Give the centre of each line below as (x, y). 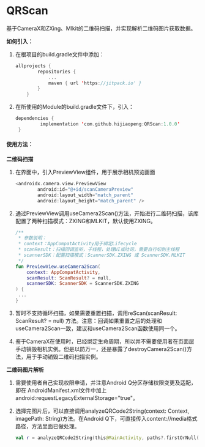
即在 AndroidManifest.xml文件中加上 (61, 390)
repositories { (57, 72)
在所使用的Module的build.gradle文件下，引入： (75, 107)
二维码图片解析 (25, 369)
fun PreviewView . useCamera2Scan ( (58, 267)
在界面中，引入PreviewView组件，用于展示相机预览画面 (85, 172)
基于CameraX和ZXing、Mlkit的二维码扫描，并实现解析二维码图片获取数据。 (101, 28)
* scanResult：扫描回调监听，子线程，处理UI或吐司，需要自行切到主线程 (99, 249)
